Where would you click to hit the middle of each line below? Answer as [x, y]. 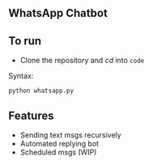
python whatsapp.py [41, 91]
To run [25, 41]
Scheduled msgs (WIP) [58, 152]
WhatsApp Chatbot [58, 13]
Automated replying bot [59, 144]
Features [31, 115]
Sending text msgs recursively [70, 135]
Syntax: [21, 76]
